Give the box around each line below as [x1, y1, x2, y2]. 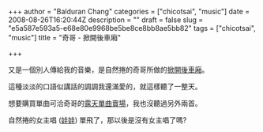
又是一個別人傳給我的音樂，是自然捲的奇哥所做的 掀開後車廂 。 [8, 65, 209, 74]
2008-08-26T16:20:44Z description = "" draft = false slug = [8, 15, 204, 25]
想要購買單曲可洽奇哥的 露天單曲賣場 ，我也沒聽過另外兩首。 [8, 99, 202, 107]
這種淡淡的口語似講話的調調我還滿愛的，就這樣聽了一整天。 [8, 82, 202, 91]
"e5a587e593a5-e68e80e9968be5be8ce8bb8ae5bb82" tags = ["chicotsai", [8, 24, 257, 32]
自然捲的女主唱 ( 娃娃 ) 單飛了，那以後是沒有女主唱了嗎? [8, 115, 187, 125]
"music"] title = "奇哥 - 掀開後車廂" [8, 33, 121, 42]
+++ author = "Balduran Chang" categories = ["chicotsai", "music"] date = [8, 7, 250, 16]
